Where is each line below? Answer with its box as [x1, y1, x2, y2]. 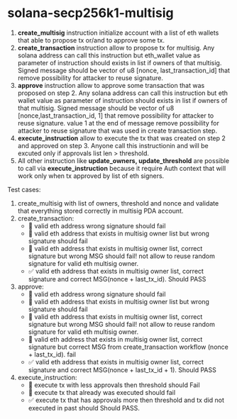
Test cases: [7, 185, 41, 194]
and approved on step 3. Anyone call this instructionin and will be [17, 141, 209, 150]
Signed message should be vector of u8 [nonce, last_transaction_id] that [17, 66, 231, 74]
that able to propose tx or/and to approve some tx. [17, 35, 165, 44]
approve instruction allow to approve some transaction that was [17, 81, 205, 89]
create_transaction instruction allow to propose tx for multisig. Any [17, 43, 215, 52]
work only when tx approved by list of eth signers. [17, 172, 165, 180]
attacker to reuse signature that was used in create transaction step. [17, 126, 218, 135]
